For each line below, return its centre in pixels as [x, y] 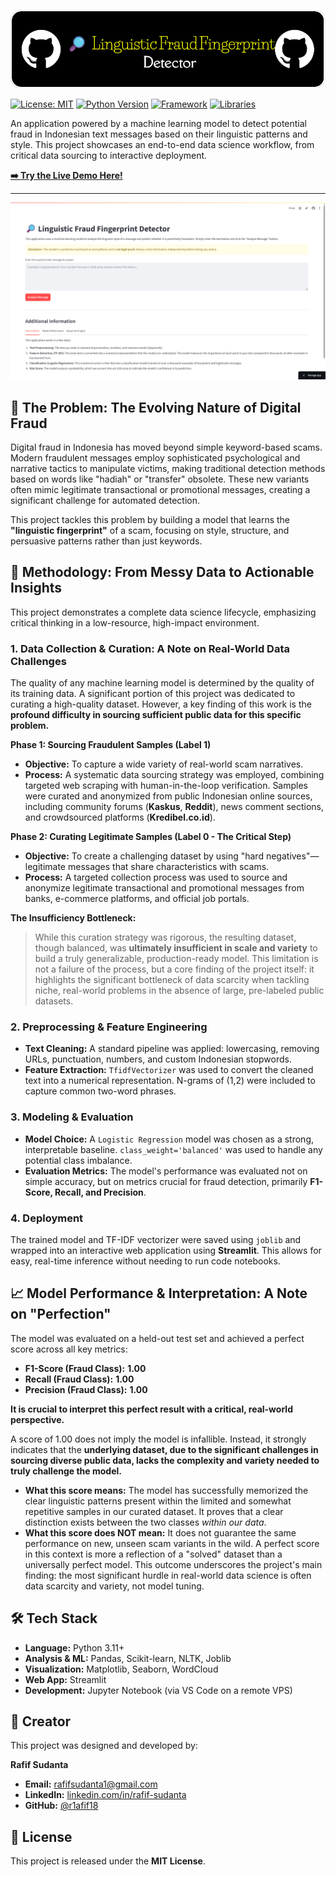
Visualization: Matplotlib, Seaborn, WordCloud [121, 1669]
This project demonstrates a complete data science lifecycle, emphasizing [163, 612]
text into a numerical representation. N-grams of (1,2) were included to [170, 1081]
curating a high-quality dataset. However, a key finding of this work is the [161, 704]
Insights [36, 588]
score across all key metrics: [69, 1349]
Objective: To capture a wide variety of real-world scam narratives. [164, 764]
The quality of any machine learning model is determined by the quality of [162, 683]
